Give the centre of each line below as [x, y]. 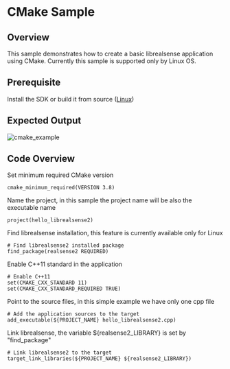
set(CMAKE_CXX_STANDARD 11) [47, 283]
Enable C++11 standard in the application [65, 264]
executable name [32, 208]
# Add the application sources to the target [73, 314]
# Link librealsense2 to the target [59, 353]
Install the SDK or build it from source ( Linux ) [71, 99]
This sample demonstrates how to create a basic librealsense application [110, 53]
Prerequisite [34, 83]
